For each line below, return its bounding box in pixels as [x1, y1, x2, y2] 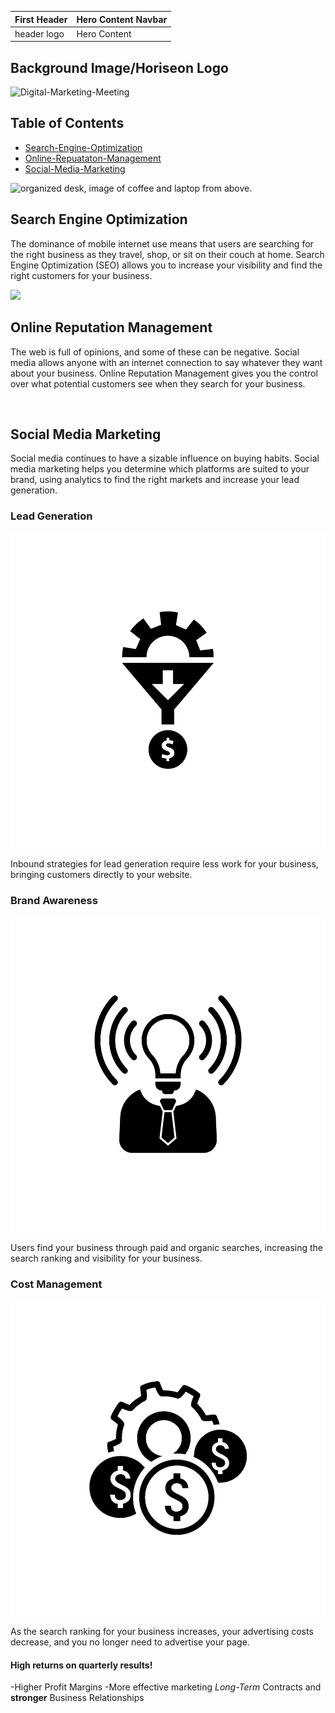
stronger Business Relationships [10, 1692, 145, 1704]
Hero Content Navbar [76, 13, 168, 25]
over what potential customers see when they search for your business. [10, 377, 306, 390]
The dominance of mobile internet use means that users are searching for [10, 237, 314, 250]
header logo [14, 27, 65, 40]
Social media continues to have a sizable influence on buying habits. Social [10, 452, 320, 465]
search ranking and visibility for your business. [10, 1252, 203, 1264]
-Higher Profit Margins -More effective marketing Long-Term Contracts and [10, 1681, 322, 1693]
